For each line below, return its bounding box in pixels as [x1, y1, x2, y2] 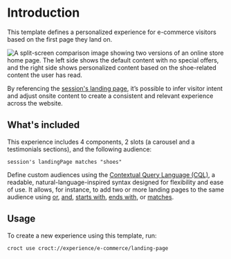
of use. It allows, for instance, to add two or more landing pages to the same [7, 185, 225, 194]
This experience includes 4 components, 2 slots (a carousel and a [7, 137, 195, 146]
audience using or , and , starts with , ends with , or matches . [7, 192, 174, 201]
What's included [7, 119, 80, 131]
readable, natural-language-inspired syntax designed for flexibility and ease [7, 178, 224, 186]
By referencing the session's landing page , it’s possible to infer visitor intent [7, 84, 223, 92]
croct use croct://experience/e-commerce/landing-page [7, 244, 169, 251]
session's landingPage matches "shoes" [7, 158, 122, 165]
